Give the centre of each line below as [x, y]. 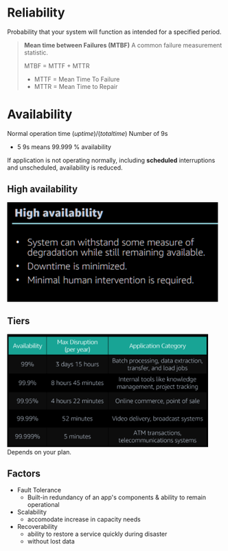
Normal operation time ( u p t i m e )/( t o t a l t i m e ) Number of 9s [88, 133]
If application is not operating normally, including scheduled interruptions [111, 160]
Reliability [36, 13]
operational [43, 505]
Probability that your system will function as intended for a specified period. [114, 32]
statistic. [36, 52]
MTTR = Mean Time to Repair [76, 86]
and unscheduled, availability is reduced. [65, 168]
